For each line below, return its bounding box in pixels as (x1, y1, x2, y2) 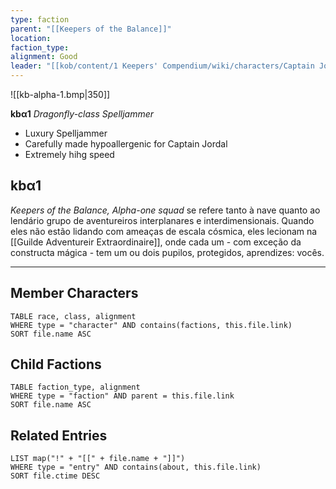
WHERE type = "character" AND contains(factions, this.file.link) (10, 320, 293, 330)
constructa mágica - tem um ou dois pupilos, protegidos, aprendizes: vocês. (10, 246, 325, 258)
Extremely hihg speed (24, 149, 115, 160)
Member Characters (10, 285, 139, 302)
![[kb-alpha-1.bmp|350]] (10, 89, 111, 100)
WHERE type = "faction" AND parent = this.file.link (10, 391, 235, 401)
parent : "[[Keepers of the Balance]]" (10, 24, 172, 34)
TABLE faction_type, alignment (10, 382, 141, 393)
